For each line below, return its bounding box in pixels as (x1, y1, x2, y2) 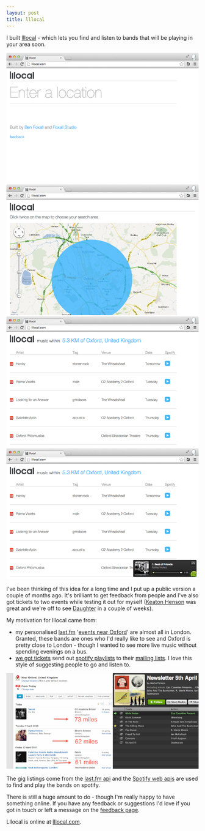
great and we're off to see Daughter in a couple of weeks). (6, 605, 154, 612)
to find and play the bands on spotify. (6, 781, 101, 789)
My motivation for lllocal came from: (6, 617, 97, 624)
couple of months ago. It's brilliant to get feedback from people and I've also (6, 592, 199, 599)
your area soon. (6, 40, 46, 48)
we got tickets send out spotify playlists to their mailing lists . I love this (15, 655, 192, 662)
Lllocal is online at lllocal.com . (6, 818, 82, 825)
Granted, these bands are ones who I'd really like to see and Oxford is (15, 635, 191, 643)
